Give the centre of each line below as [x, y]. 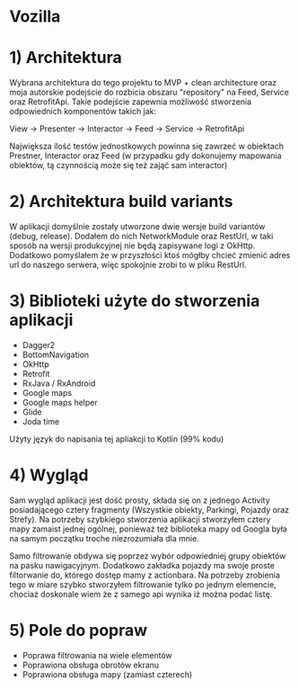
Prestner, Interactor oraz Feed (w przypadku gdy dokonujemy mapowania [145, 156]
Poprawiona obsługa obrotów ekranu [91, 665]
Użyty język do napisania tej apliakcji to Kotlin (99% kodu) [117, 439]
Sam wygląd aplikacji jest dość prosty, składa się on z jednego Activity [140, 500]
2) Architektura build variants [121, 202]
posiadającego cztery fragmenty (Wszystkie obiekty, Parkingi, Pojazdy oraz [149, 509]
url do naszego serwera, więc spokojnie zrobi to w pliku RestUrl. [128, 265]
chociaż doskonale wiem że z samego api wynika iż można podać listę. [141, 594]
